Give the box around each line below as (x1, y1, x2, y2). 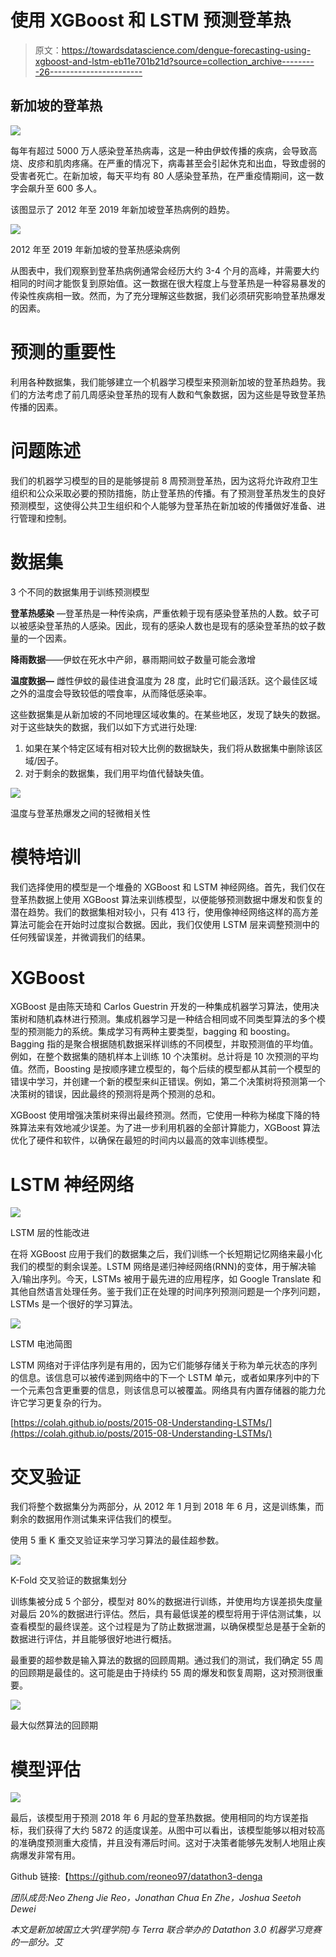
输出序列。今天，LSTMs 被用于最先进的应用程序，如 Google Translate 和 (22, 1273, 322, 1285)
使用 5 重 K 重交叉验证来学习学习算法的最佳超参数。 (10, 1534, 225, 1546)
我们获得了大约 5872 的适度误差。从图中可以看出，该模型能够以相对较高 (27, 1824, 326, 1836)
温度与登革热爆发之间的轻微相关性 (10, 807, 151, 819)
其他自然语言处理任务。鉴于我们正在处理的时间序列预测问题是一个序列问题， (10, 1286, 326, 1298)
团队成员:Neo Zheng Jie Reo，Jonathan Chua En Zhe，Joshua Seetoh (10, 1892, 302, 1904)
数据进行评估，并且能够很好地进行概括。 (10, 1633, 177, 1645)
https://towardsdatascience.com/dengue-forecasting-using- (61, 44, 312, 56)
